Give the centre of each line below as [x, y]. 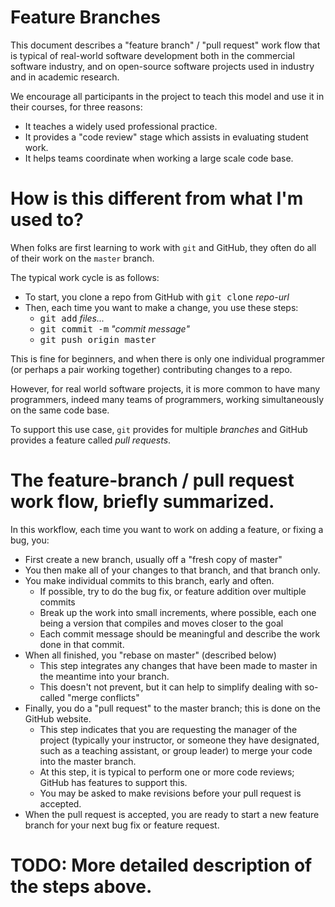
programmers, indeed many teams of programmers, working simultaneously [167, 399]
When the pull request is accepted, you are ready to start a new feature [172, 814]
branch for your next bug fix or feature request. [122, 825]
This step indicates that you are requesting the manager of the [168, 729]
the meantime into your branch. [104, 676]
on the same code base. [60, 410]
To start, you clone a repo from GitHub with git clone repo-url [157, 297]
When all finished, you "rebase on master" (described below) [150, 655]
